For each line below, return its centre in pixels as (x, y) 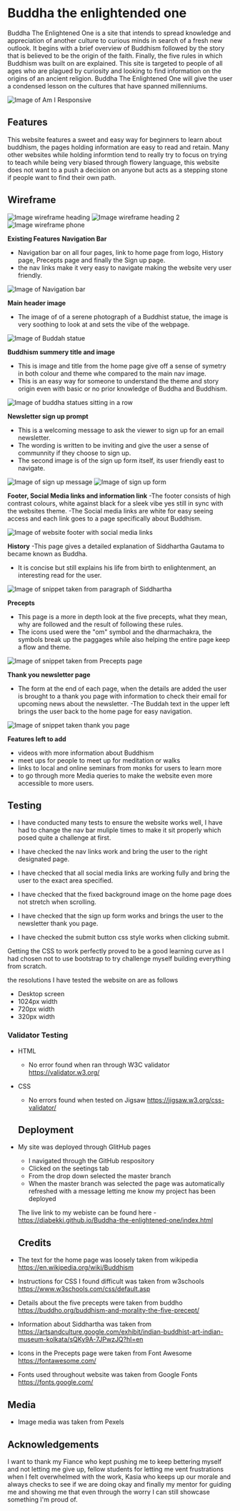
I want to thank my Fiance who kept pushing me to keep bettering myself (115, 1461)
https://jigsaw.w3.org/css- (186, 1100)
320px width (36, 1017)
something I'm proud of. (43, 1499)
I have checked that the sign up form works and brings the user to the (120, 916)
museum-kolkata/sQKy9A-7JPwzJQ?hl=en (80, 1340)
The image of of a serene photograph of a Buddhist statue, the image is (123, 316)
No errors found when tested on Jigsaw (87, 1100)
